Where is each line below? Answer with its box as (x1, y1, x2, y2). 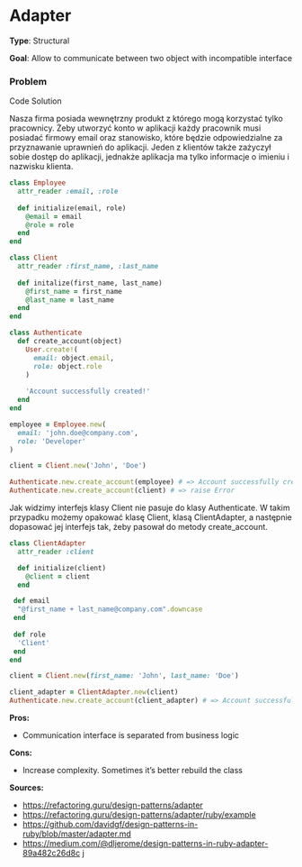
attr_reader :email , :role (17, 187, 119, 196)
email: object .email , (32, 353, 115, 362)
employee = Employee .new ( (9, 420, 106, 429)
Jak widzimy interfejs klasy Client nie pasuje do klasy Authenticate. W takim (9, 502, 290, 514)
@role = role (25, 220, 75, 230)
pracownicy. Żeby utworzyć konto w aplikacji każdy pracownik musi (9, 123, 262, 133)
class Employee (9, 178, 67, 187)
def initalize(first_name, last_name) (17, 278, 164, 287)
